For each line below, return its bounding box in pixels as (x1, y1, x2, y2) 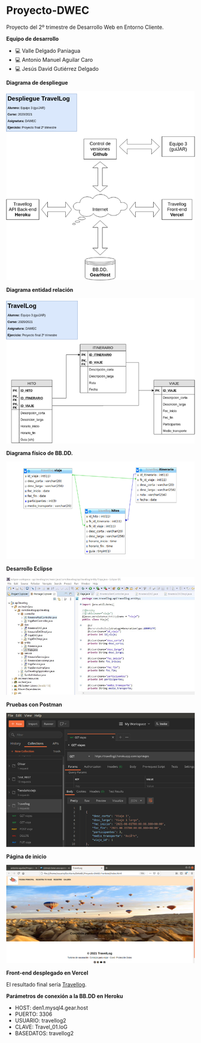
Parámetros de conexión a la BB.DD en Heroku (6, 992, 123, 1000)
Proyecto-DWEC (6, 4, 90, 17)
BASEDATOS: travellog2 (14, 1029, 74, 1036)
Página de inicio (6, 853, 47, 860)
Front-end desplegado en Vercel (6, 969, 89, 976)
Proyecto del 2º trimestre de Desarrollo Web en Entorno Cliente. (6, 23, 164, 31)
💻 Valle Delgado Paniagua (14, 47, 81, 54)
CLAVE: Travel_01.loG (14, 1023, 68, 1030)
